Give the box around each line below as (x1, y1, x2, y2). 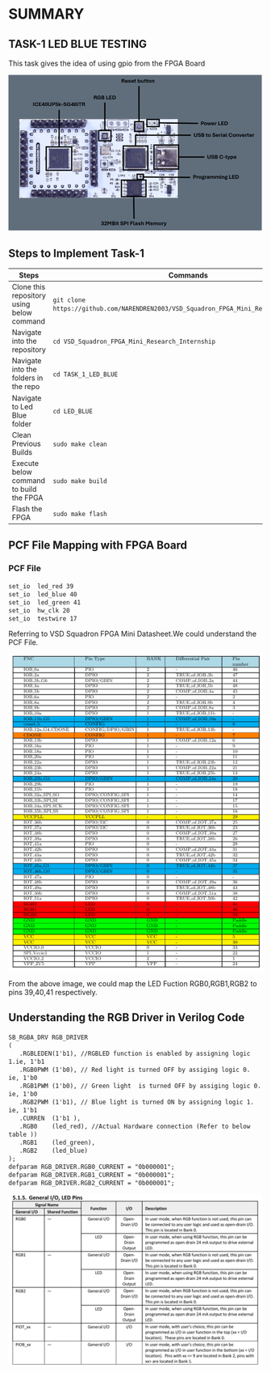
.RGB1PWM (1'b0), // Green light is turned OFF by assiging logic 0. (19, 1082, 262, 1090)
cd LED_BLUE (52, 408, 93, 416)
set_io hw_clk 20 (8, 606, 70, 615)
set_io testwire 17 (8, 614, 78, 623)
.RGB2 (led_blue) (19, 1146, 89, 1155)
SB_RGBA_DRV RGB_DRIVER (8, 1033, 89, 1041)
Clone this (11, 282, 46, 291)
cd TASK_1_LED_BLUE (52, 370, 119, 379)
